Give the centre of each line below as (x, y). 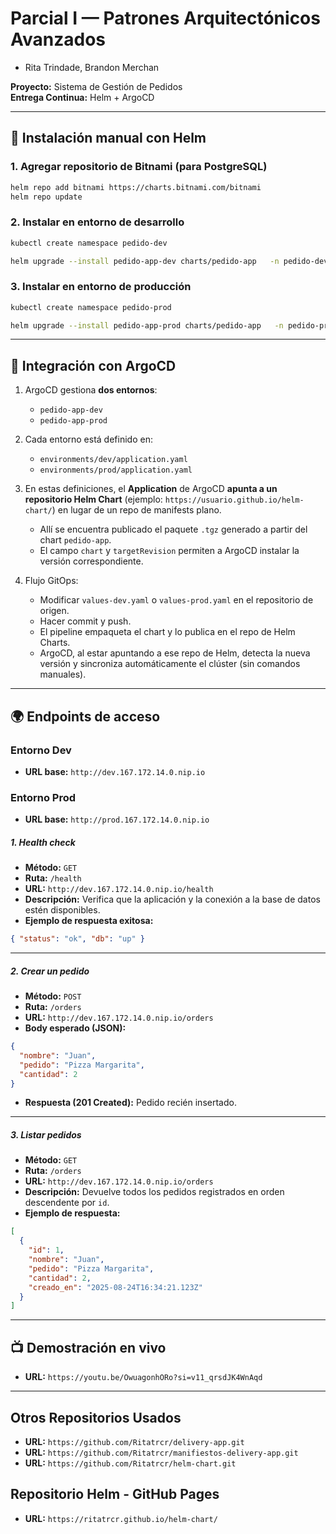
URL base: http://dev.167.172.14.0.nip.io (115, 771)
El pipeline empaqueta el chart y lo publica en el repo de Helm (167, 632)
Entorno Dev (41, 750)
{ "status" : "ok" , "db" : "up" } (77, 939)
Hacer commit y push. (85, 621)
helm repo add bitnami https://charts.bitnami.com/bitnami (136, 187)
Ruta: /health (53, 878)
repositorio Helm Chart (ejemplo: (93, 499)
